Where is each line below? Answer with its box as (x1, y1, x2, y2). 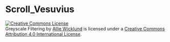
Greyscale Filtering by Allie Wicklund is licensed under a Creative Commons (5, 25, 165, 31)
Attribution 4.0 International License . (5, 31, 82, 37)
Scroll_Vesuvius (5, 4, 75, 15)
